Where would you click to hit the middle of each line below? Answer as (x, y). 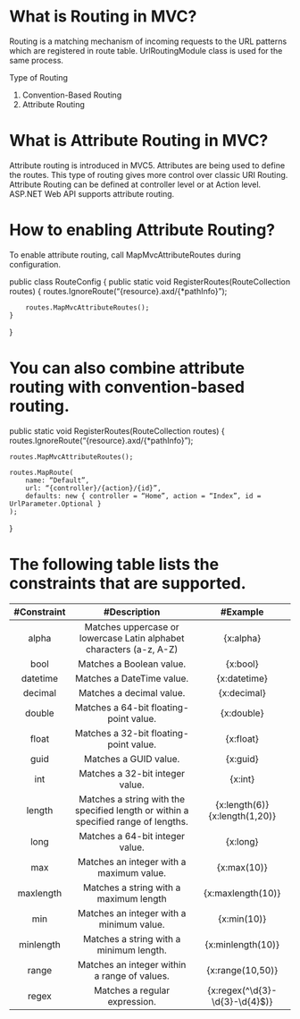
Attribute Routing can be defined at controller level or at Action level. (135, 184)
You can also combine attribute (127, 368)
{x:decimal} (242, 692)
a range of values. (132, 975)
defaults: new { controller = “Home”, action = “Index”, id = (143, 496)
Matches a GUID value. (132, 759)
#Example (242, 612)
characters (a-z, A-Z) (132, 649)
